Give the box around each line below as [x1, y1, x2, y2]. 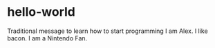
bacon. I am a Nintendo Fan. [7, 34, 88, 42]
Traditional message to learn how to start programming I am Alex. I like [7, 27, 209, 35]
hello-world [7, 4, 76, 20]
